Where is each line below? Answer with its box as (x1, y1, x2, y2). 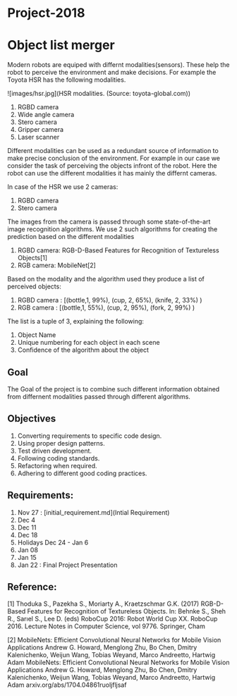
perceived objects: (7, 282, 61, 291)
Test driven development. (17, 446, 92, 455)
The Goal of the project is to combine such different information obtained (7, 384, 220, 393)
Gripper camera (17, 126, 64, 134)
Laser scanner (17, 133, 60, 142)
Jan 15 (17, 553, 37, 561)
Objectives (7, 413, 56, 425)
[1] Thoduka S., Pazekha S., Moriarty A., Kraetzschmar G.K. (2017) (7, 599, 200, 608)
